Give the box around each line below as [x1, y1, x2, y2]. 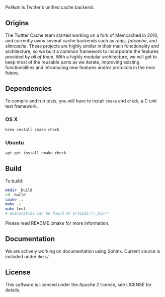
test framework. [5, 103, 38, 109]
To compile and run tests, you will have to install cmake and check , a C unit [5, 98, 157, 104]
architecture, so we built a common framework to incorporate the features [5, 48, 159, 54]
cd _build [5, 192, 26, 197]
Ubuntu [5, 139, 24, 146]
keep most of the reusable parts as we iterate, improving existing [5, 59, 140, 65]
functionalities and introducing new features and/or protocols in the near [5, 64, 156, 70]
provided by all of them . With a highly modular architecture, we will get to [5, 53, 157, 60]
